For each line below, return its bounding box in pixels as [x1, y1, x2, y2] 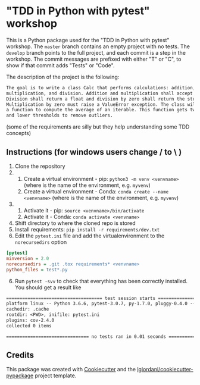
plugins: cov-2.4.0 [6, 317, 55, 323]
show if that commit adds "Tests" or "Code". [6, 61, 115, 69]
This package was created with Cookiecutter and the [6, 366, 136, 373]
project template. [35, 372, 77, 379]
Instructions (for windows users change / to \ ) [6, 147, 182, 157]
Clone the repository [14, 162, 65, 170]
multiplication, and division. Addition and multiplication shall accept [6, 90, 193, 96]
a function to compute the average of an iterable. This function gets [6, 107, 187, 113]
